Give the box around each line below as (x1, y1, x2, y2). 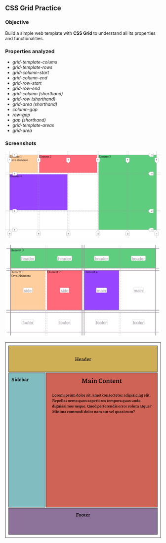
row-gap (12, 112, 31, 118)
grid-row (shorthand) (12, 96, 56, 102)
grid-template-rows (12, 64, 53, 70)
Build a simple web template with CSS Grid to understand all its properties (5, 30, 156, 36)
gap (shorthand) (12, 117, 46, 123)
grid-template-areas (12, 122, 54, 128)
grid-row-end (12, 85, 41, 91)
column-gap (12, 106, 38, 112)
